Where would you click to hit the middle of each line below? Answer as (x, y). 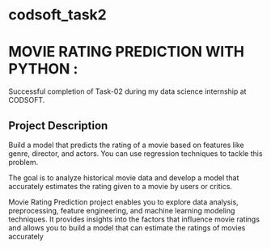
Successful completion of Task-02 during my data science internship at (127, 91)
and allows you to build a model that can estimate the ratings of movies (127, 227)
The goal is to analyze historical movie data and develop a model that (124, 177)
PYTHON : (43, 69)
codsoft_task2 (57, 15)
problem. (23, 162)
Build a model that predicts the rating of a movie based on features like (126, 145)
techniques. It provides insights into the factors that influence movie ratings (134, 219)
